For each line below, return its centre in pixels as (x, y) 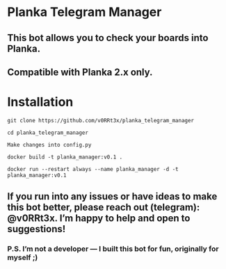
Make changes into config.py (49, 145)
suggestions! (37, 229)
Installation (40, 102)
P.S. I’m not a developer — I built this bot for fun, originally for (113, 249)
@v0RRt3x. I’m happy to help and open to (99, 219)
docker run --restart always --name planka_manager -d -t (93, 169)
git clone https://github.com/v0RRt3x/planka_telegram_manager (101, 120)
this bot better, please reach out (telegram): (104, 207)
